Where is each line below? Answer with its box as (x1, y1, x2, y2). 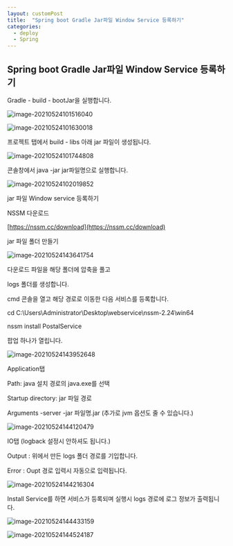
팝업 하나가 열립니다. (7, 336, 63, 344)
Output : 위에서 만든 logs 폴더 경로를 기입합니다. (7, 452, 138, 460)
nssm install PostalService (7, 322, 82, 330)
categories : (7, 23, 41, 30)
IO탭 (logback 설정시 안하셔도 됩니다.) (7, 436, 111, 445)
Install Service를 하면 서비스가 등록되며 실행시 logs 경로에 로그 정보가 (7, 494, 196, 503)
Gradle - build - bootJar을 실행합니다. (7, 96, 112, 104)
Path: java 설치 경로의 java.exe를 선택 (7, 379, 111, 387)
